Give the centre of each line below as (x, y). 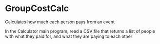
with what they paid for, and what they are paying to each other (69, 36)
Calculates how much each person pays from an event (60, 22)
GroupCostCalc (37, 8)
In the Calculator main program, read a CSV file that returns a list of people (80, 31)
